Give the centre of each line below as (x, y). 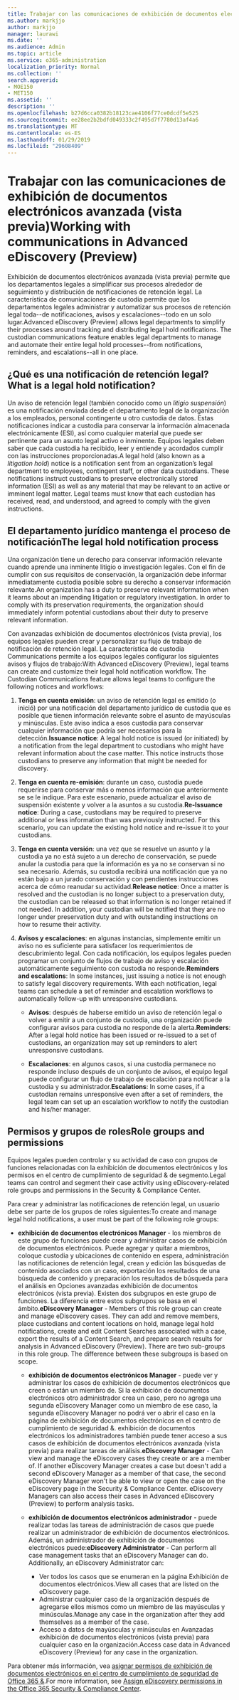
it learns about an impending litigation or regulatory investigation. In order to (119, 597)
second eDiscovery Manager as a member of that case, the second (127, 1473)
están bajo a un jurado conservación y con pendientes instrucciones (118, 878)
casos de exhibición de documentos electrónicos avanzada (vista (124, 1443)
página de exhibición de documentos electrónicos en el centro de (124, 1420)
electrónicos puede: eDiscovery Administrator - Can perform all (122, 1547)
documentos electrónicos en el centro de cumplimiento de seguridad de (113, 1673)
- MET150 (20, 93)
